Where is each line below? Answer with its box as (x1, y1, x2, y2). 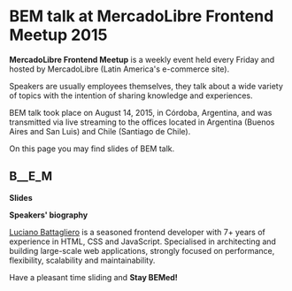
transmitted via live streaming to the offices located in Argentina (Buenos (9, 117, 275, 127)
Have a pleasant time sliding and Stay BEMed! (9, 272, 179, 282)
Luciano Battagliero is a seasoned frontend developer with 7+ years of (9, 226, 265, 237)
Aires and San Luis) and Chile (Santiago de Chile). (9, 126, 191, 136)
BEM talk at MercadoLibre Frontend (9, 6, 274, 27)
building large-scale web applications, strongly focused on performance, (9, 245, 275, 256)
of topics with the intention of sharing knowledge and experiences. (9, 90, 254, 101)
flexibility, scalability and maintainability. (9, 255, 156, 265)
